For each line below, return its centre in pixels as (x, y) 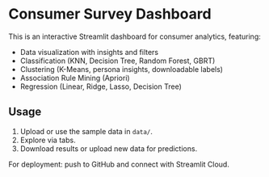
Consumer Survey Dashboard (110, 14)
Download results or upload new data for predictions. (109, 148)
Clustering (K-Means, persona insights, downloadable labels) (122, 69)
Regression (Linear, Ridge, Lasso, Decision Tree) (101, 86)
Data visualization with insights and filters (89, 52)
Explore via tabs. (48, 140)
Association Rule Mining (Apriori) (75, 78)
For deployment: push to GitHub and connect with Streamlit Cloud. (119, 164)
